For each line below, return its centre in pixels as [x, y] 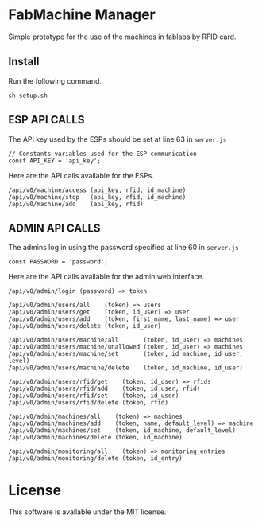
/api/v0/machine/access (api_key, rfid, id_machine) [97, 190]
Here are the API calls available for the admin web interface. [106, 277]
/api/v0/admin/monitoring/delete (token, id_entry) [95, 459]
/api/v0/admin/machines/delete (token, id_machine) [95, 438]
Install [24, 62]
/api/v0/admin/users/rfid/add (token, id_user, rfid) [104, 389]
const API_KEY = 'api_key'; [55, 161]
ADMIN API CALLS [54, 228]
